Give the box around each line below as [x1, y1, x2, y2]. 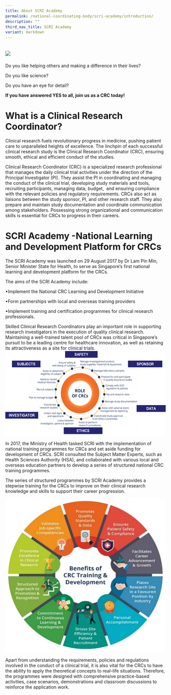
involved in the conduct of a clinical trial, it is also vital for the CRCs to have [5, 662, 163, 669]
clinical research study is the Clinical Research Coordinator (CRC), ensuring [5, 148, 164, 155]
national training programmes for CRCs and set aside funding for [5, 446, 141, 452]
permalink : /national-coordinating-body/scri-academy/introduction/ [5, 13, 154, 19]
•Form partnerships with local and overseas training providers [5, 298, 136, 304]
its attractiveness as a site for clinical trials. [5, 345, 96, 351]
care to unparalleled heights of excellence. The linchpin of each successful [5, 143, 163, 149]
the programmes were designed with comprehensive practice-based [5, 673, 150, 679]
